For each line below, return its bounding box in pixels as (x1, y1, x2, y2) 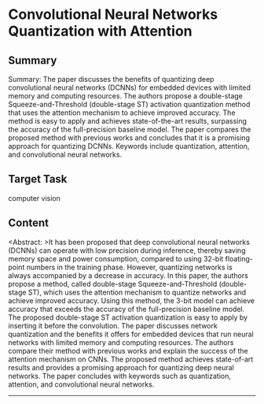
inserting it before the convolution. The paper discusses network (8, 321, 218, 330)
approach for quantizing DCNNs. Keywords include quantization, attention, (8, 142, 250, 150)
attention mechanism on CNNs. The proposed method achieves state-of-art (8, 354, 254, 364)
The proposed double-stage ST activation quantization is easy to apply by (8, 313, 248, 322)
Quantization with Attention (8, 22, 192, 40)
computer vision (8, 193, 61, 202)
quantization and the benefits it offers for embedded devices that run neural (8, 329, 254, 339)
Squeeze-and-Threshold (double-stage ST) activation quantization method (8, 100, 251, 109)
